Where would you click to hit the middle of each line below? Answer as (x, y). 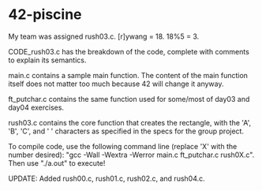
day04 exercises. (36, 107)
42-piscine (45, 15)
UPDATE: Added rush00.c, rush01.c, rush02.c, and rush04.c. (107, 178)
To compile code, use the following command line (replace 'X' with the (123, 146)
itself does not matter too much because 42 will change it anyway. (116, 84)
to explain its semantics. (47, 60)
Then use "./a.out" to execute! (57, 163)
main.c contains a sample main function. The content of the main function (128, 75)
